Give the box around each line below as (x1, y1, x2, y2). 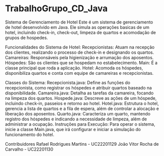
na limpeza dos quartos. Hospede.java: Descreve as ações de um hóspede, (5, 95, 157, 101)
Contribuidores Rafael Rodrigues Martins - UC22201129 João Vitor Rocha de (5, 141, 159, 147)
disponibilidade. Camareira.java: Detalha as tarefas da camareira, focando (5, 90, 154, 96)
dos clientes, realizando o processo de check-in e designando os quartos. (5, 49, 154, 55)
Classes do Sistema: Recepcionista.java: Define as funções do (5, 79, 130, 86)
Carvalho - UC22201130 (5, 146, 54, 152)
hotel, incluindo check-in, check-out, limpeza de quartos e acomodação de (5, 29, 156, 35)
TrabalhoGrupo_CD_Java (5, 3, 108, 14)
